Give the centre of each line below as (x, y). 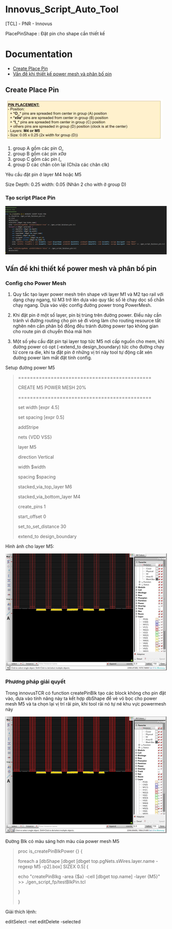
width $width (32, 467)
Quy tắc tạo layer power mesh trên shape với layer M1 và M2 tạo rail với (88, 294)
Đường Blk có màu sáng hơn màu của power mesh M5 (62, 841)
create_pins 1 (32, 507)
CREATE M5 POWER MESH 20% (52, 387)
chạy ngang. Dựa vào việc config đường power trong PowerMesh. (82, 305)
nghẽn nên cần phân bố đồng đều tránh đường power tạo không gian (85, 326)
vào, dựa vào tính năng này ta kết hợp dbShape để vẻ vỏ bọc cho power (81, 698)
